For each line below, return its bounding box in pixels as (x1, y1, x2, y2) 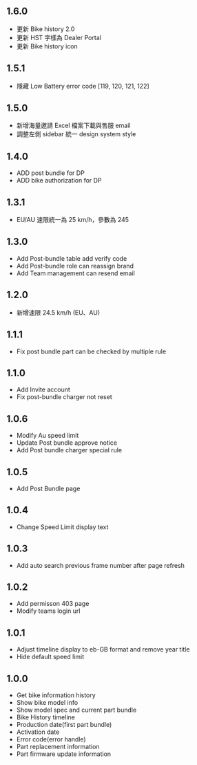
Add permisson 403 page (16, 600, 90, 608)
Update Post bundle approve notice (16, 439, 118, 447)
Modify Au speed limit (16, 432, 79, 440)
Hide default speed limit (16, 653, 85, 661)
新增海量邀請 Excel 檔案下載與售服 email (16, 121, 131, 130)
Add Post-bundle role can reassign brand (16, 261, 134, 270)
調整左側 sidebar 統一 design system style (16, 130, 136, 138)
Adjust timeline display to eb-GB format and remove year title (16, 645, 190, 654)
